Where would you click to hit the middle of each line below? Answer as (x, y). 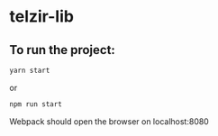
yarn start (30, 70)
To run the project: (62, 50)
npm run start (36, 104)
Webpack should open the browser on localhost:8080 (109, 121)
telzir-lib (42, 17)
